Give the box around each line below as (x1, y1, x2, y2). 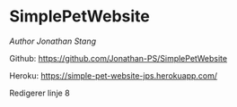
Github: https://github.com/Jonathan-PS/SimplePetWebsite (9, 53, 227, 63)
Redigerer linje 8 (9, 87, 70, 98)
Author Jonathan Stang (9, 36, 97, 46)
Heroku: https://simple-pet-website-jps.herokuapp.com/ (9, 70, 218, 81)
